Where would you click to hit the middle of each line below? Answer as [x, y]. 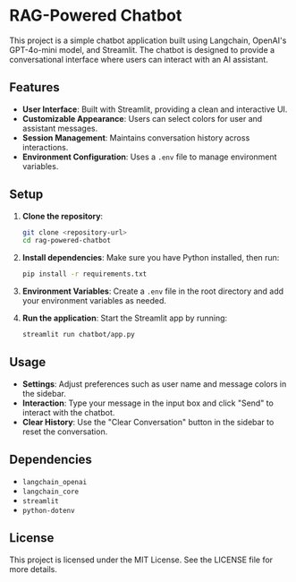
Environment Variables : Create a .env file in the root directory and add [153, 291]
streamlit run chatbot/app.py [79, 335]
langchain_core [51, 492]
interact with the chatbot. [68, 412]
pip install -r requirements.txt [85, 274]
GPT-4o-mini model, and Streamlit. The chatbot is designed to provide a [142, 49]
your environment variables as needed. [94, 301]
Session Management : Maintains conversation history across [136, 137]
